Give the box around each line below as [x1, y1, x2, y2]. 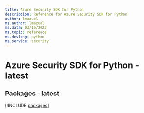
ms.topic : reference [5, 30, 47, 35]
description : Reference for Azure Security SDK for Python [5, 12, 128, 17]
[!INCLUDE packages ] [5, 102, 49, 108]
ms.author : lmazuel [5, 20, 45, 26]
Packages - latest [5, 90, 60, 98]
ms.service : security [5, 39, 49, 44]
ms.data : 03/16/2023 [5, 25, 47, 30]
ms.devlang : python [5, 35, 45, 39]
